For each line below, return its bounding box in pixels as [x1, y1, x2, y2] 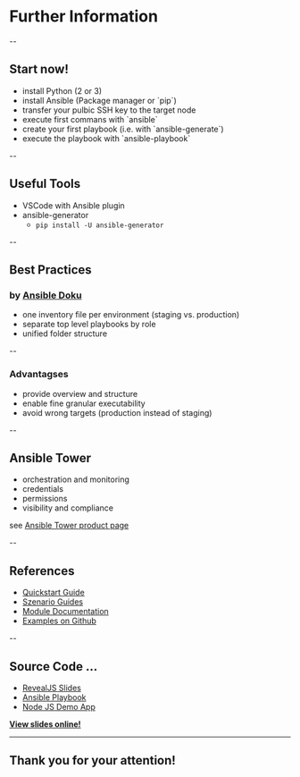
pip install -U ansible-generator [35, 221, 164, 230]
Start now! [9, 62, 69, 77]
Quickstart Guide [21, 587, 85, 598]
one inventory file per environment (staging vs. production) [21, 309, 240, 320]
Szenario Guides [21, 596, 83, 607]
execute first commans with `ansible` [21, 114, 158, 124]
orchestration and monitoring [21, 474, 129, 485]
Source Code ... [9, 659, 98, 674]
